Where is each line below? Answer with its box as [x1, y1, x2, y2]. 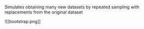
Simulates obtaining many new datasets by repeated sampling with [4, 4, 140, 10]
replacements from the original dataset [4, 9, 83, 15]
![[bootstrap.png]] [4, 19, 41, 24]
